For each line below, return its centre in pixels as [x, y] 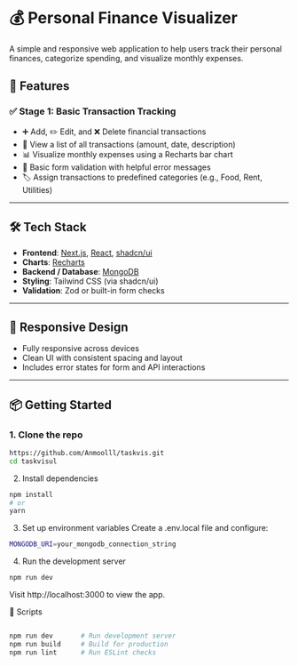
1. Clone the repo [46, 435]
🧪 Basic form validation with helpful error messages [116, 167]
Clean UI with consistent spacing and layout [102, 358]
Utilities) [37, 189]
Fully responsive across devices [81, 349]
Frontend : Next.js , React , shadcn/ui [87, 253]
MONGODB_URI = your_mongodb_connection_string [93, 544]
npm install [31, 494]
